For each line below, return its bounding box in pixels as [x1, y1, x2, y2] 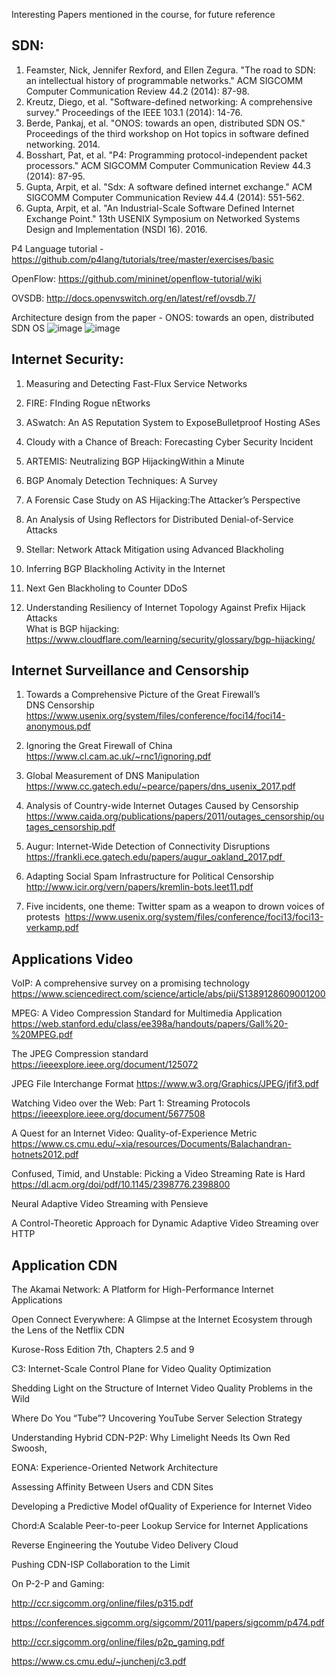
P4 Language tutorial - [11, 242, 104, 254]
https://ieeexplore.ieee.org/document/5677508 [11, 1108, 206, 1120]
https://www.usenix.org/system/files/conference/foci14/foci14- [25, 710, 286, 722]
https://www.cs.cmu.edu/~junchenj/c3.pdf [11, 1655, 187, 1668]
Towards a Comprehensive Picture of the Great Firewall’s [25, 689, 261, 701]
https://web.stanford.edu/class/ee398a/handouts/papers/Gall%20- [11, 1018, 289, 1030]
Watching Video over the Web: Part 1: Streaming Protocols [11, 1097, 251, 1109]
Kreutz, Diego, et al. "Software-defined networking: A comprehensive [25, 95, 313, 108]
